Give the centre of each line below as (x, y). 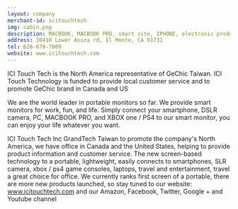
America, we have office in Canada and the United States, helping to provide (119, 146)
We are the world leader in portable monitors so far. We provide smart (109, 102)
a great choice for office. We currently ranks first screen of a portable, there (118, 176)
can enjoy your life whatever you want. (64, 125)
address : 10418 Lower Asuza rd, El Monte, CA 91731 (85, 40)
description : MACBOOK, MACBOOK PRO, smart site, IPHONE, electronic (110, 34)
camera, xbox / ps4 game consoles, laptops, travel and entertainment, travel (119, 169)
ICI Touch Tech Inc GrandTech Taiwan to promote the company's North (112, 138)
